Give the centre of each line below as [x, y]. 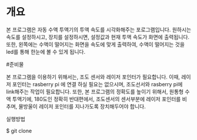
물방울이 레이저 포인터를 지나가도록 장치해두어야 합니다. [82, 106]
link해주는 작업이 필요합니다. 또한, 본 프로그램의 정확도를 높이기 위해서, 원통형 [95, 92]
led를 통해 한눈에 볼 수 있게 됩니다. [46, 51]
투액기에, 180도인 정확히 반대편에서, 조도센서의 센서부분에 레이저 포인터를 [96, 99]
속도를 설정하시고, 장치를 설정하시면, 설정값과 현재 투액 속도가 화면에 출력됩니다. [98, 37]
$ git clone [19, 131]
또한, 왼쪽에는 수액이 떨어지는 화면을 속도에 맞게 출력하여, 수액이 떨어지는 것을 [96, 44]
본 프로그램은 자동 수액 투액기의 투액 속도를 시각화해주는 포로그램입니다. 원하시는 [99, 30]
